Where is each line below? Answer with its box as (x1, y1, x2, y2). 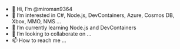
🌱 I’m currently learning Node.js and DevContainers (11, 24, 136, 31)
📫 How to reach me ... (11, 37, 66, 44)
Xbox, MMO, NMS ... (11, 18, 62, 24)
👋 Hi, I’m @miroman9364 (11, 6, 73, 12)
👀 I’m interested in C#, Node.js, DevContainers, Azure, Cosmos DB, (11, 12, 175, 19)
